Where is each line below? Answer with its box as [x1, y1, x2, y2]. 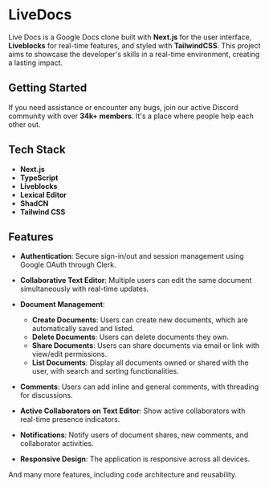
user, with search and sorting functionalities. [31, 366, 179, 376]
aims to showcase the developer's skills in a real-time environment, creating [8, 49, 260, 59]
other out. [8, 119, 41, 129]
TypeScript [19, 173, 59, 182]
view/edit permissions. [31, 350, 108, 359]
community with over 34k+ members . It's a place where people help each [8, 111, 255, 121]
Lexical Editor [19, 190, 67, 199]
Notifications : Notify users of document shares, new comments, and [19, 430, 249, 440]
